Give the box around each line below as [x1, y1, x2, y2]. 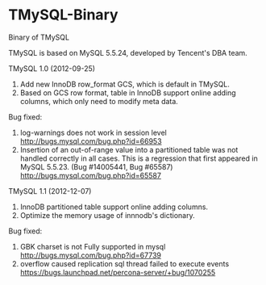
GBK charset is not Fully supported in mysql [19, 241, 166, 251]
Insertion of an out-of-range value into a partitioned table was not [19, 145, 239, 154]
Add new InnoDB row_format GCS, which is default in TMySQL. [19, 79, 230, 89]
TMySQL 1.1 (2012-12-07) [8, 186, 92, 195]
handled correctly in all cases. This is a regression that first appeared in [19, 153, 258, 163]
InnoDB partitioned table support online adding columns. [19, 202, 208, 212]
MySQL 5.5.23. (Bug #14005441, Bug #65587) [19, 161, 173, 171]
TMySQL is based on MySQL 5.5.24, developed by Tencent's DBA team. [8, 48, 247, 57]
